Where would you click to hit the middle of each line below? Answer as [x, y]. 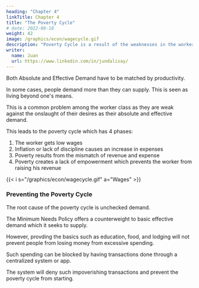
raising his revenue [38, 168]
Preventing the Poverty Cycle [49, 195]
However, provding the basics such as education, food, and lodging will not [98, 237]
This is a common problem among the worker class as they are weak [90, 107]
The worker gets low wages [49, 143]
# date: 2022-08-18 [30, 28]
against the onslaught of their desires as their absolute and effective [89, 114]
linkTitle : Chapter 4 [33, 17]
